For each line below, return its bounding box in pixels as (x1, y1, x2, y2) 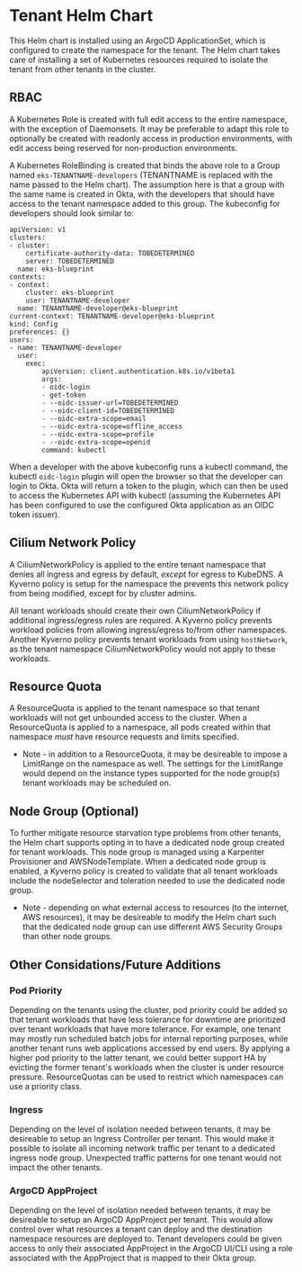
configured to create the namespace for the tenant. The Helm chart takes (9, 44, 280, 55)
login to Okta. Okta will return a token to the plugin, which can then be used (9, 480, 289, 491)
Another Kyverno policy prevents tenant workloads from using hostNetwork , (9, 633, 289, 644)
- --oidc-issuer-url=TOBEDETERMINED (41, 398, 179, 408)
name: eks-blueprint (17, 264, 94, 273)
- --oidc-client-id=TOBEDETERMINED (41, 406, 175, 415)
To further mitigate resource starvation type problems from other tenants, (9, 828, 281, 838)
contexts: (9, 272, 47, 282)
